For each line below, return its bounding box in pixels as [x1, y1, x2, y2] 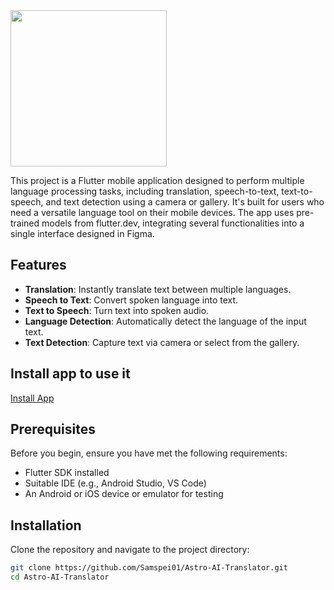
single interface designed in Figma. [10, 228, 155, 239]
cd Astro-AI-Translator [10, 572, 110, 583]
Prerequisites [10, 421, 96, 438]
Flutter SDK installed [24, 467, 110, 479]
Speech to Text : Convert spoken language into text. [24, 294, 239, 306]
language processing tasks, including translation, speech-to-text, [10, 185, 280, 197]
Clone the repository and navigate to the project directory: [10, 544, 250, 556]
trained [10, 217, 40, 229]
